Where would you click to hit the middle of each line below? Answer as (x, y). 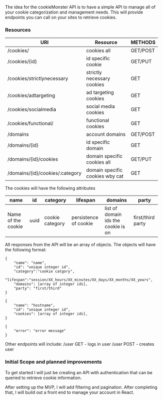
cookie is (115, 227)
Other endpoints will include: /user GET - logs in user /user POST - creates (80, 344)
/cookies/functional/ (31, 123)
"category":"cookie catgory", (44, 271)
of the (14, 220)
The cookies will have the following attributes (50, 188)
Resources (18, 30)
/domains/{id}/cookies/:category (44, 173)
